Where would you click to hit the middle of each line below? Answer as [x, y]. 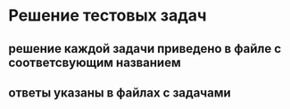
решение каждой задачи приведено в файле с [145, 49]
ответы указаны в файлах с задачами [120, 92]
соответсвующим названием [95, 62]
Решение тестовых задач [108, 16]
